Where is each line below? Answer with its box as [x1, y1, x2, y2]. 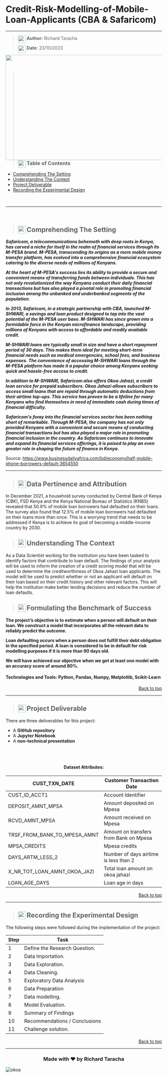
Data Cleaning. [24, 969, 58, 976]
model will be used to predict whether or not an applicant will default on [5, 573, 153, 579]
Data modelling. [24, 993, 61, 1000]
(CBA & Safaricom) [78, 14, 157, 25]
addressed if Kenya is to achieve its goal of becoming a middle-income [5, 519, 151, 525]
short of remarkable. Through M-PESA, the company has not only [5, 419, 144, 425]
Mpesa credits [104, 842, 137, 849]
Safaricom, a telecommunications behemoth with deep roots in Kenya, [5, 239, 155, 245]
